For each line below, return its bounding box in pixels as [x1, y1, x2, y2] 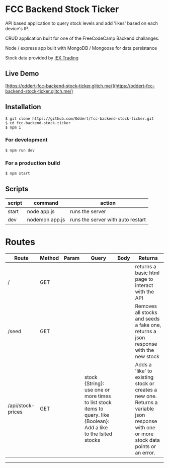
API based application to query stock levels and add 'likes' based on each [5, 20, 158, 26]
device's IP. [5, 25, 29, 31]
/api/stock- [8, 402, 35, 409]
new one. [135, 393, 157, 400]
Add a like [84, 424, 108, 431]
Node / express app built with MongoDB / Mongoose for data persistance [5, 45, 157, 51]
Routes [5, 237, 35, 248]
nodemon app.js [27, 216, 65, 223]
